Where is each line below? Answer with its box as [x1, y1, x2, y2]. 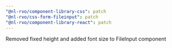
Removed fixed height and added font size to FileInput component [5, 36, 167, 43]
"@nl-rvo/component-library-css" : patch [5, 8, 107, 15]
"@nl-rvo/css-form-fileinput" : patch [5, 14, 99, 20]
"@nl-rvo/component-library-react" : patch [5, 19, 112, 25]
